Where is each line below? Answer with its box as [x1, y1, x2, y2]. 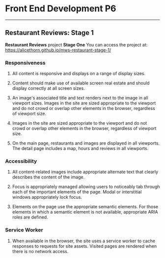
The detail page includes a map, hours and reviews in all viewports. [12, 146, 149, 151]
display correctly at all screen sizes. [12, 85, 85, 91]
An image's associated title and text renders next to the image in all [12, 95, 148, 101]
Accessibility [5, 157, 37, 164]
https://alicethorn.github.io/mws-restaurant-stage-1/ [5, 47, 111, 53]
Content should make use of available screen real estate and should [12, 80, 150, 86]
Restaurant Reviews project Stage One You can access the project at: [5, 41, 148, 47]
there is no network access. [12, 248, 69, 254]
